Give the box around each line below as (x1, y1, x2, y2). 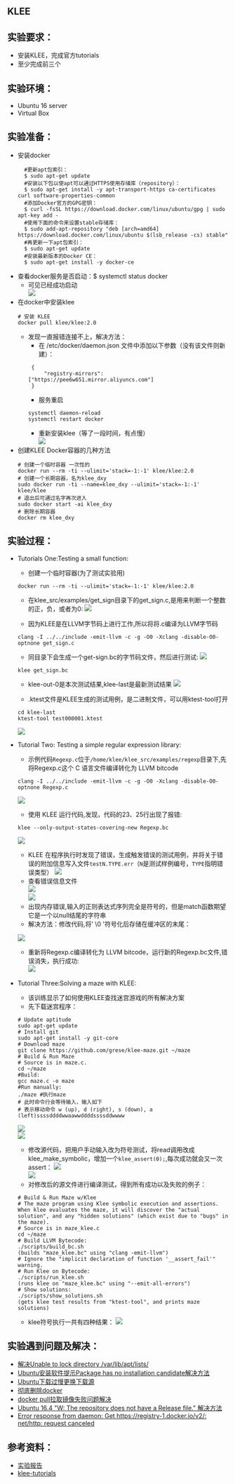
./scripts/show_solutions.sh (17, 1292, 103, 1300)
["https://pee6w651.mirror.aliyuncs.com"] (27, 376, 154, 383)
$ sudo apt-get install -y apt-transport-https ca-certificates (24, 186, 216, 193)
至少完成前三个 (17, 60, 61, 69)
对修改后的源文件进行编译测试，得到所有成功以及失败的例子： (27, 1180, 207, 1188)
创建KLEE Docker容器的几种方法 (17, 445, 111, 454)
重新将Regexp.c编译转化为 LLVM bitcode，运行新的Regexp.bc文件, (27, 947, 222, 956)
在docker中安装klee (17, 297, 75, 306)
